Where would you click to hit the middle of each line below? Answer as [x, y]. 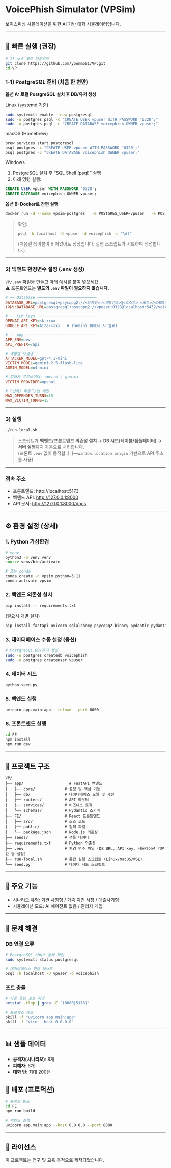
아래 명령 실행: [27, 179]
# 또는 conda [18, 572]
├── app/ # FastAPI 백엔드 [54, 783]
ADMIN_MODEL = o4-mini [27, 368]
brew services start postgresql [39, 143]
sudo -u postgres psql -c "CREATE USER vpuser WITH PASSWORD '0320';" [82, 119]
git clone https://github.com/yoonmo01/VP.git [55, 63]
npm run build [20, 1111]
